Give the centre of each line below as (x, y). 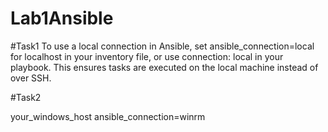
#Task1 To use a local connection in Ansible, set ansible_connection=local (162, 46)
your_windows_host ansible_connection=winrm (108, 116)
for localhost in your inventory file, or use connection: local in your (147, 56)
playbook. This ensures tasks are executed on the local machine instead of (164, 67)
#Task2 (26, 97)
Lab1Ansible (62, 18)
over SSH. (31, 78)
